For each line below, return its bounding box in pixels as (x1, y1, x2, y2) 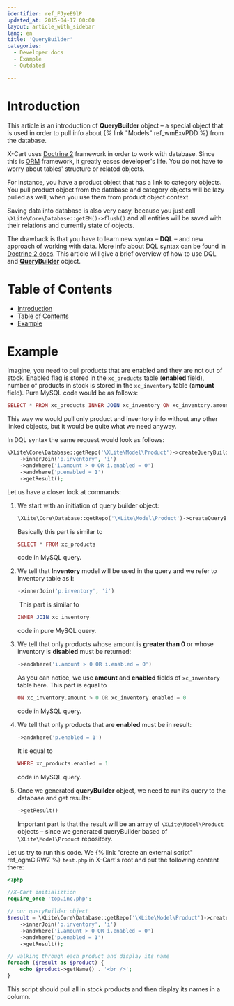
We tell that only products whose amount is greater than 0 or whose (17, 640, 214, 648)
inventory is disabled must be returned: (17, 648, 132, 656)
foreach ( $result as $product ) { (7, 959, 104, 966)
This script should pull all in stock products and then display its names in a (7, 984, 221, 993)
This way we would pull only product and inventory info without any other (7, 415, 218, 423)
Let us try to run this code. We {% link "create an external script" (7, 848, 194, 856)
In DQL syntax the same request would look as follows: (7, 436, 165, 444)
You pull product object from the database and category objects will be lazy (7, 185, 225, 194)
